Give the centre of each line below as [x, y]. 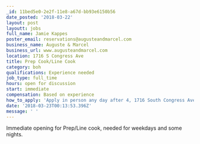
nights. [15, 134]
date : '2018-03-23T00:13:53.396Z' [49, 106]
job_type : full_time [32, 78]
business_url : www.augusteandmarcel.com [57, 51]
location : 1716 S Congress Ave [45, 56]
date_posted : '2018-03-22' [40, 17]
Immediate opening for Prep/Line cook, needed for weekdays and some [94, 128]
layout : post [22, 23]
